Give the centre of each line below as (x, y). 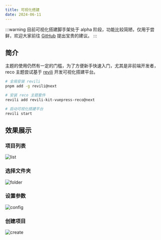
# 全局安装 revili (23, 81)
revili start (19, 113)
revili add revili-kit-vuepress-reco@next (50, 100)
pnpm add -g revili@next (31, 86)
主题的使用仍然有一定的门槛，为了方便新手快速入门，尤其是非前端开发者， (82, 66)
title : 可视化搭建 (22, 10)
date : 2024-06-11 (23, 14)
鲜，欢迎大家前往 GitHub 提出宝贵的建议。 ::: (51, 35)
